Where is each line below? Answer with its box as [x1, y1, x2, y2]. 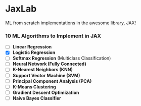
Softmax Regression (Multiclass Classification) [12, 55, 111, 61]
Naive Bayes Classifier [12, 95, 62, 101]
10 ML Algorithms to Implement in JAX [5, 32, 102, 39]
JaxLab [5, 3, 37, 15]
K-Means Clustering [12, 84, 56, 90]
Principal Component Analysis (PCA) [12, 78, 92, 84]
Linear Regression [12, 44, 52, 50]
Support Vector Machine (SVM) [12, 72, 80, 78]
